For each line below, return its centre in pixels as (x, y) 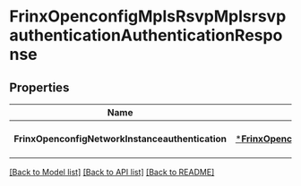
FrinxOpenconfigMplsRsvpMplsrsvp (148, 17)
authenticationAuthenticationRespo (146, 35)
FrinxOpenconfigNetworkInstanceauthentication (120, 139)
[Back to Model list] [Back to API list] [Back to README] (112, 172)
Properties (39, 87)
